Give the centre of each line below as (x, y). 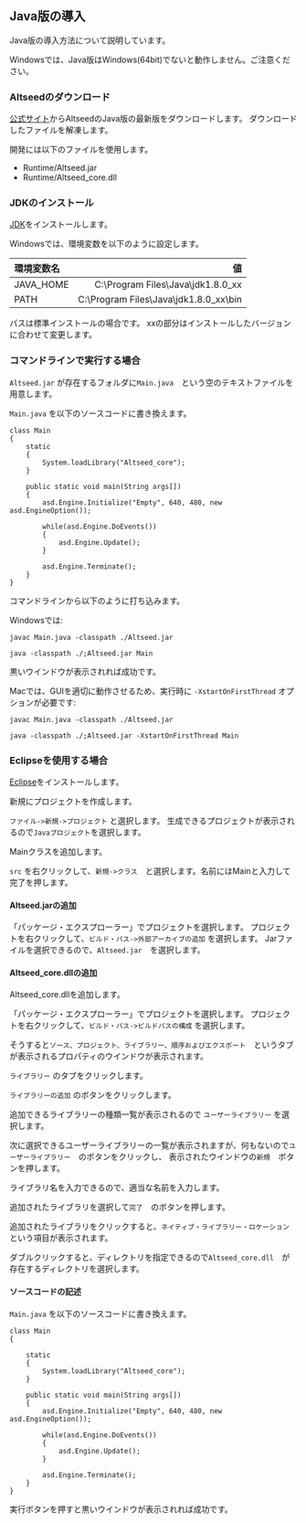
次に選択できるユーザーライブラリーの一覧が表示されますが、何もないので (149, 1145)
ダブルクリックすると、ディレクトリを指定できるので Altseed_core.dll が (150, 1257)
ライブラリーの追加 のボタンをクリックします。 (93, 1095)
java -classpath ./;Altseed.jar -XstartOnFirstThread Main (124, 735)
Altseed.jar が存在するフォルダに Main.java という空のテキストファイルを (152, 382)
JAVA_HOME (42, 284)
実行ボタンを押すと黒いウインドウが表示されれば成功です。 (121, 1509)
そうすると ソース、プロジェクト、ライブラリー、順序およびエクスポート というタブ (152, 1045)
